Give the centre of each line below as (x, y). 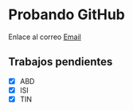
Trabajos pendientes (61, 62)
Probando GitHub (67, 15)
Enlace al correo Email (45, 37)
